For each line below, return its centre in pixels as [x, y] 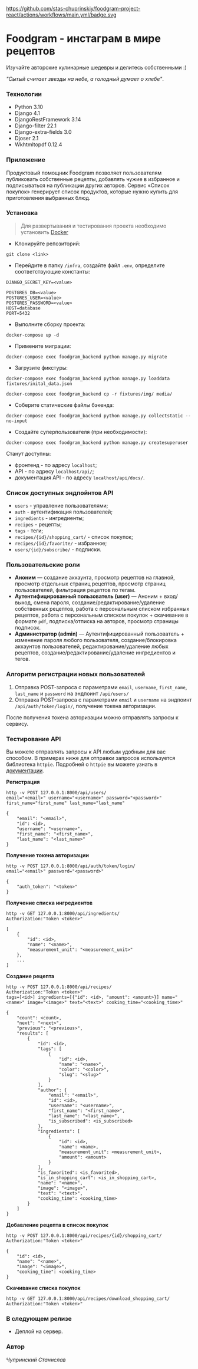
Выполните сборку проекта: [50, 324]
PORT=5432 [18, 313]
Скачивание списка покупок [43, 1288]
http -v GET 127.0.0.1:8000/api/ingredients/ [63, 914]
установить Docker [44, 232]
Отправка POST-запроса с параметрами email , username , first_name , [101, 687]
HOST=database [24, 308]
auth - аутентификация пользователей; [64, 512]
